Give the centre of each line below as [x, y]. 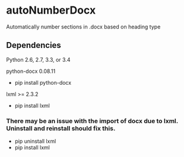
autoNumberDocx [51, 10]
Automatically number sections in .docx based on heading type [83, 27]
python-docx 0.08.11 [31, 71]
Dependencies [34, 45]
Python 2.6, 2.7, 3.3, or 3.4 [38, 59]
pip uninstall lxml [35, 141]
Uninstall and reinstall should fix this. [61, 128]
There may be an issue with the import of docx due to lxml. [92, 121]
